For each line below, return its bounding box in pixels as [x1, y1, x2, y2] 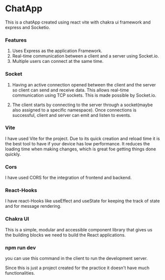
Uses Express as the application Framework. [12, 48, 103, 54]
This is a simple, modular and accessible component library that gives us [5, 226, 153, 232]
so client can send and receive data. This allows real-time [12, 87, 129, 93]
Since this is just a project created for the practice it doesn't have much [5, 265, 150, 271]
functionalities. [5, 270, 35, 276]
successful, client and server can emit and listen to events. [12, 112, 132, 118]
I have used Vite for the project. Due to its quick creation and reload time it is [5, 136, 160, 141]
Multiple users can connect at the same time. [12, 58, 104, 64]
